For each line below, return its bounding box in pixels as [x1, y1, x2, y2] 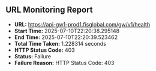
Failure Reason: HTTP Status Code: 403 [14, 59, 115, 66]
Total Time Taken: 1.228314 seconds [14, 40, 106, 47]
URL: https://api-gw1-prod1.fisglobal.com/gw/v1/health [14, 20, 151, 28]
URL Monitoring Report [5, 5, 94, 15]
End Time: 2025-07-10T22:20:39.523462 [14, 33, 118, 41]
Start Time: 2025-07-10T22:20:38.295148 [14, 27, 120, 34]
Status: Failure [14, 52, 52, 60]
